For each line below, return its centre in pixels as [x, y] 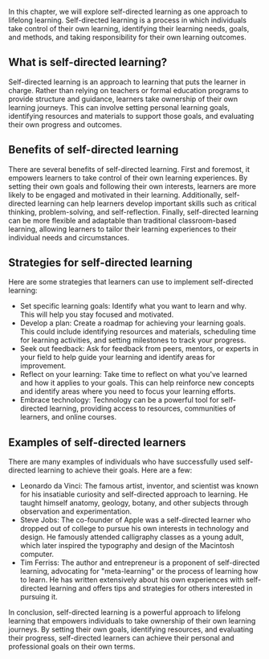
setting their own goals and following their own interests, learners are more [132, 186]
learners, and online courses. [68, 417]
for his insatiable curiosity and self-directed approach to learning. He [134, 494]
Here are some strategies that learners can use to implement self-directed [131, 282]
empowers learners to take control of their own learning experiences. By [128, 178]
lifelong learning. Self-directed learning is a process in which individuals [128, 20]
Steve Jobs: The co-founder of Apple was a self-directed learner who [135, 520]
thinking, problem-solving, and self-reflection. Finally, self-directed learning [133, 211]
